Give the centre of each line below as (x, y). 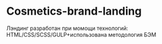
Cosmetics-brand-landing (74, 11)
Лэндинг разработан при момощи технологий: (67, 28)
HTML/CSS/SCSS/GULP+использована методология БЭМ (81, 34)
